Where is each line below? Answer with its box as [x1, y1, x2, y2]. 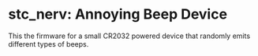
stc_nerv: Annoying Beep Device [8, 5, 227, 23]
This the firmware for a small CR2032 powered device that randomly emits [8, 31, 251, 40]
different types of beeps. [8, 39, 89, 48]
